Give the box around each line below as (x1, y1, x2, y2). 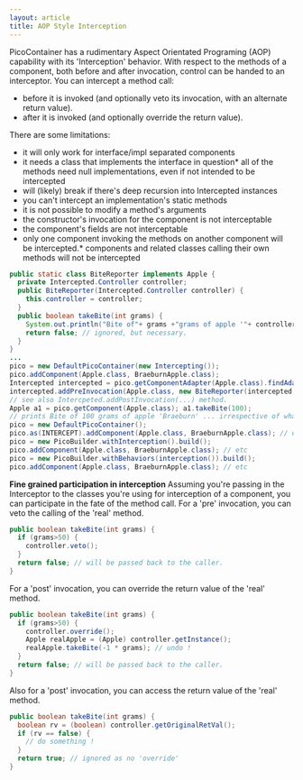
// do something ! (25, 737, 95, 747)
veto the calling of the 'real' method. (9, 507, 144, 518)
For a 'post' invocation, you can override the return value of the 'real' (9, 583, 266, 593)
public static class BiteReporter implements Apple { (9, 270, 216, 279)
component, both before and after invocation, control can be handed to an (9, 65, 286, 77)
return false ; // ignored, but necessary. (25, 328, 188, 337)
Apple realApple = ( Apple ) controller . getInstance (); (25, 635, 232, 645)
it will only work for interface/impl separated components (22, 146, 236, 158)
